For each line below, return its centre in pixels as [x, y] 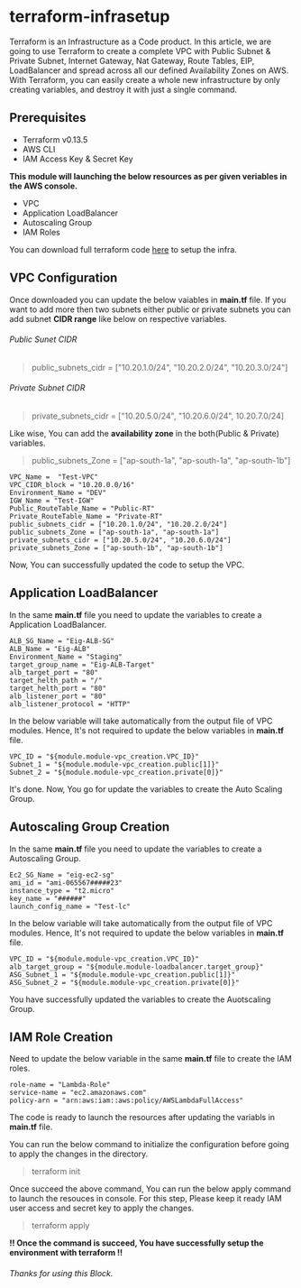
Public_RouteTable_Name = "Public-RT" [82, 508]
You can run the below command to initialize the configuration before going [150, 1145]
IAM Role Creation [61, 1037]
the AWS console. [44, 186]
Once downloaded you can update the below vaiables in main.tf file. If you [148, 299]
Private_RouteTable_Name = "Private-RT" [87, 516]
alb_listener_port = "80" [58, 696]
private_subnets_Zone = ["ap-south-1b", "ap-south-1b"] [116, 547]
